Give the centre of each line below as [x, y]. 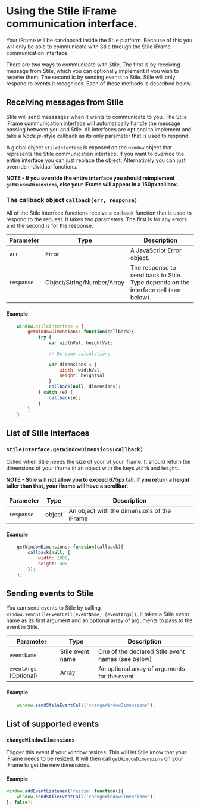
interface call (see [155, 290]
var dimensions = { [73, 365]
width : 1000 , [54, 558]
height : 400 [53, 564]
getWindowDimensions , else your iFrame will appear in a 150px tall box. [93, 184]
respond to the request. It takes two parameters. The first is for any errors [97, 219]
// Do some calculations [79, 354]
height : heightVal [82, 376]
